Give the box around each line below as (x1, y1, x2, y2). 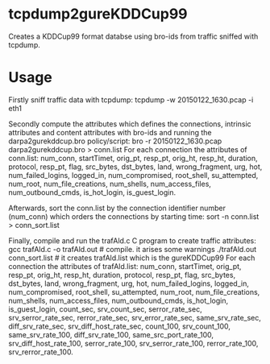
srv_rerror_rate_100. (8, 347, 74, 357)
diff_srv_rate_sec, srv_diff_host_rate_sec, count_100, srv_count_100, (8, 321, 231, 331)
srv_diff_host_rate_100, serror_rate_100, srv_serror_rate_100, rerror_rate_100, (8, 338, 259, 348)
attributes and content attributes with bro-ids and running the (8, 127, 212, 137)
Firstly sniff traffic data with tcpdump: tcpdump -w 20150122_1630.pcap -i (8, 94, 254, 105)
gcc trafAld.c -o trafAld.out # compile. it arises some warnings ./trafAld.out (8, 244, 257, 254)
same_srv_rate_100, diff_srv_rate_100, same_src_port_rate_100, (8, 329, 214, 339)
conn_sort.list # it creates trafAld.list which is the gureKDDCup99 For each (8, 253, 255, 263)
